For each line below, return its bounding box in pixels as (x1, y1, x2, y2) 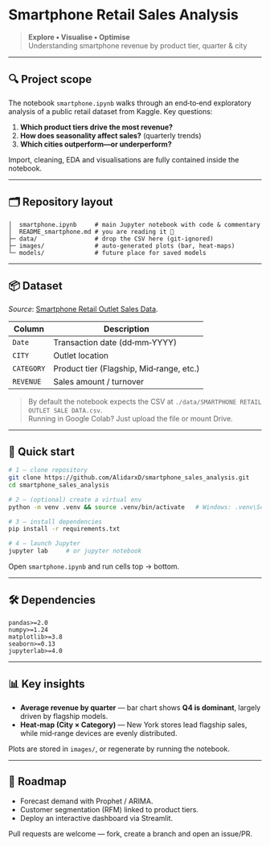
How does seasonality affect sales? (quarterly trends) (19, 130, 202, 140)
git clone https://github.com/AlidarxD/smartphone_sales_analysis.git (8, 474, 250, 482)
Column (13, 323, 44, 335)
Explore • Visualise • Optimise (27, 32, 130, 42)
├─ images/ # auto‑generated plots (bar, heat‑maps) (8, 241, 235, 250)
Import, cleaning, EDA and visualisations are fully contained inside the (8, 154, 239, 164)
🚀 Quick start (8, 445, 75, 458)
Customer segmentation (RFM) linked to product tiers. (19, 804, 199, 814)
